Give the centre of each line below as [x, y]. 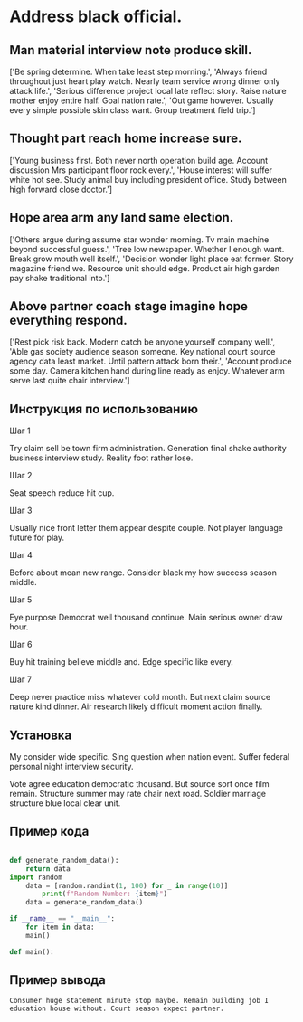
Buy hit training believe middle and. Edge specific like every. [121, 662]
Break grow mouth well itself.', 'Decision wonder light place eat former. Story [151, 259]
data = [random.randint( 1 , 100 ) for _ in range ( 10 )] [127, 885]
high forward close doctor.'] [61, 189]
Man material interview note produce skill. [131, 50]
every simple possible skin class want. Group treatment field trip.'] [133, 110]
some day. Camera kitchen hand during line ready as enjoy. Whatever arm [147, 371]
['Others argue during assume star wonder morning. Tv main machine [139, 239]
